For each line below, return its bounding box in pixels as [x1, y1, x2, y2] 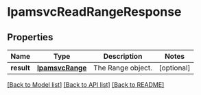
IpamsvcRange [36, 63, 87, 72]
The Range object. [93, 63, 153, 72]
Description [103, 52, 143, 61]
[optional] [158, 63, 191, 72]
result [10, 63, 31, 72]
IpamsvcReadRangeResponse [7, 4, 182, 20]
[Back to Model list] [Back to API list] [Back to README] [7, 81, 165, 89]
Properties [7, 31, 54, 43]
